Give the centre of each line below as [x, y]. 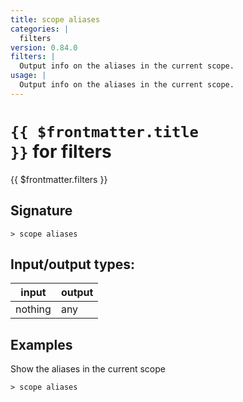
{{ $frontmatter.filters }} [59, 179]
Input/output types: [73, 264]
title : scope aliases [55, 19]
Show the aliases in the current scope [88, 369]
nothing [33, 309]
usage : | [28, 76]
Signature [41, 211]
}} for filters [61, 151]
